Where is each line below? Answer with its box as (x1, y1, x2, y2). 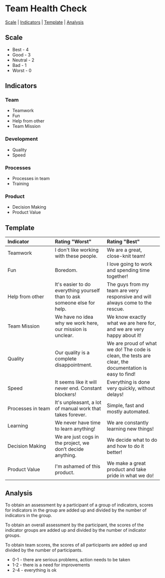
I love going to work (107, 261, 152, 268)
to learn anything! (55, 426, 96, 432)
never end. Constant (55, 385, 102, 392)
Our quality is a (55, 349, 90, 356)
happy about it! (107, 332, 141, 339)
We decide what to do (107, 436, 158, 443)
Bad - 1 (12, 62, 27, 68)
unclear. (55, 332, 74, 339)
